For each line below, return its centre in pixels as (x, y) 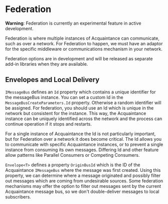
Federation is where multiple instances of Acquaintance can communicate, (82, 38)
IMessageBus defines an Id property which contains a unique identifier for (80, 92)
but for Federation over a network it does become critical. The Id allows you (83, 139)
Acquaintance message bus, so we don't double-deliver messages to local (82, 191)
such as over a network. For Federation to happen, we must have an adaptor (84, 43)
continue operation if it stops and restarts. (48, 124)
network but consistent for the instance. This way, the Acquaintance (76, 113)
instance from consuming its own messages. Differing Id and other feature (82, 150)
